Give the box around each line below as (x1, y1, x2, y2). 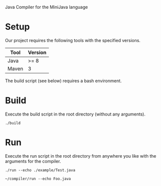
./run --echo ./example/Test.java (5, 167, 76, 173)
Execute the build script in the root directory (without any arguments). (5, 111, 146, 117)
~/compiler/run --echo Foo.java (5, 176, 71, 181)
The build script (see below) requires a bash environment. (5, 78, 122, 84)
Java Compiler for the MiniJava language (5, 4, 88, 10)
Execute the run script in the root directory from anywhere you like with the (5, 153, 157, 159)
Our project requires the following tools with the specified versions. (5, 37, 141, 43)
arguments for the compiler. (5, 158, 61, 164)
